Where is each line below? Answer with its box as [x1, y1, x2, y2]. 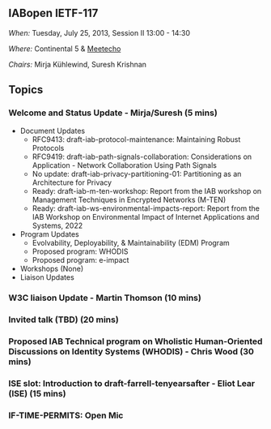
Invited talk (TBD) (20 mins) [8, 314, 119, 325]
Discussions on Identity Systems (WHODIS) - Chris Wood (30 [8, 346, 255, 358]
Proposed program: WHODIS [32, 247, 129, 256]
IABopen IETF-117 [8, 6, 99, 20]
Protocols [32, 143, 65, 152]
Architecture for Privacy [32, 178, 112, 187]
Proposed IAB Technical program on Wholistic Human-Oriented [8, 336, 263, 347]
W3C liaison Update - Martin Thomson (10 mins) [8, 292, 202, 303]
